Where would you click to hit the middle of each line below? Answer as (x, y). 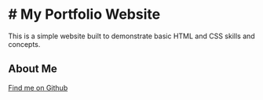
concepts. (24, 44)
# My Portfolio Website (84, 14)
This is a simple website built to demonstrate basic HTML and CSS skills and (131, 36)
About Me (33, 69)
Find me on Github (38, 87)
